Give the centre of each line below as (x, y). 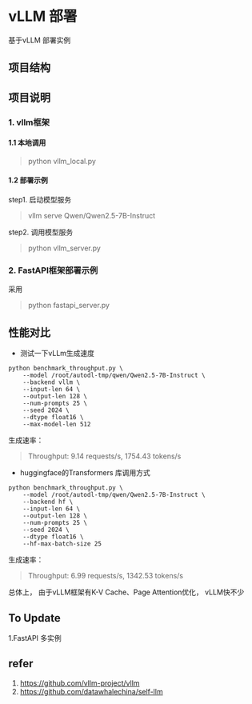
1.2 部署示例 (28, 180)
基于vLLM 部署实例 (40, 40)
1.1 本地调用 (27, 143)
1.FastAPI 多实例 (35, 638)
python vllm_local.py (62, 161)
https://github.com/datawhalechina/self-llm (91, 691)
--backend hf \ (48, 502)
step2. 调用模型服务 (41, 232)
